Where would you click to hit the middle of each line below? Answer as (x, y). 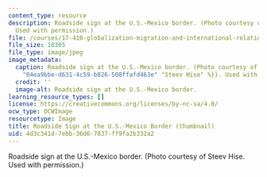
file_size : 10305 (37, 45)
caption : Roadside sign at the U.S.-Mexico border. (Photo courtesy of (137, 67)
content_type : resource (48, 15)
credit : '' (33, 82)
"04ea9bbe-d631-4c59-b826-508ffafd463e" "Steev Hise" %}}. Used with (140, 75)
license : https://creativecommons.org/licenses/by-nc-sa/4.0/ (113, 104)
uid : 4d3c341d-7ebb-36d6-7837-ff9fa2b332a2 (81, 133)
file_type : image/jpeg (46, 52)
